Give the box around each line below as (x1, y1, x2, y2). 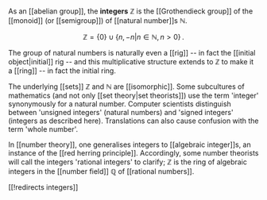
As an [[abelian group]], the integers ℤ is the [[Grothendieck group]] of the (8, 6, 253, 16)
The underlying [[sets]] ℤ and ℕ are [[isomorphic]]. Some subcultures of (8, 82, 245, 91)
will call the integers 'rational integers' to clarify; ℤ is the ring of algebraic (8, 157, 248, 167)
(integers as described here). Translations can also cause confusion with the (8, 116, 259, 125)
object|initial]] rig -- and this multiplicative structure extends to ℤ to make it (8, 57, 254, 66)
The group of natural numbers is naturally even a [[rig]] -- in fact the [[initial (8, 48, 256, 57)
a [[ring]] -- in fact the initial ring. (8, 66, 117, 75)
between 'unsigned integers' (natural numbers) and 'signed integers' (8, 108, 234, 117)
